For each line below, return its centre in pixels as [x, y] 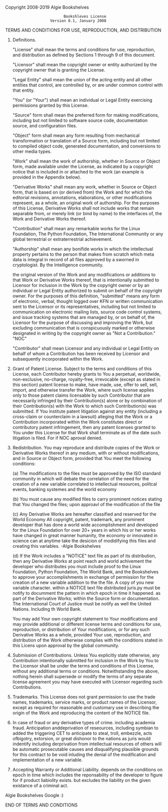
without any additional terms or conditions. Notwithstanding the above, [86, 671]
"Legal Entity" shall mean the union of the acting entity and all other [82, 79]
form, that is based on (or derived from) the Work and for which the [82, 192]
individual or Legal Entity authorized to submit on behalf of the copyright [87, 291]
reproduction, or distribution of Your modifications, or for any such [81, 629]
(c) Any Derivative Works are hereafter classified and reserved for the [84, 514]
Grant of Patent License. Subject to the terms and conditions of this [82, 369]
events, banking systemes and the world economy [64, 489]
